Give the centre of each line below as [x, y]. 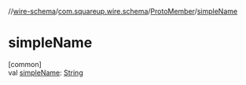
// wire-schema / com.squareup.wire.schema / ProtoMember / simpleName [123, 11]
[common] [25, 64]
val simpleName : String [46, 73]
